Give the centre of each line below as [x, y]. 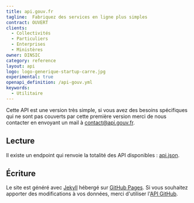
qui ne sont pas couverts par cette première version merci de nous [86, 116]
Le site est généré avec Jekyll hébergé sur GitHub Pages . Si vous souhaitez [97, 188]
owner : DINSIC [23, 55]
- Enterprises [28, 45]
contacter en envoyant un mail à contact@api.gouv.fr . [71, 122]
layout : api [20, 66]
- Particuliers [30, 39]
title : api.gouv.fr [30, 11]
